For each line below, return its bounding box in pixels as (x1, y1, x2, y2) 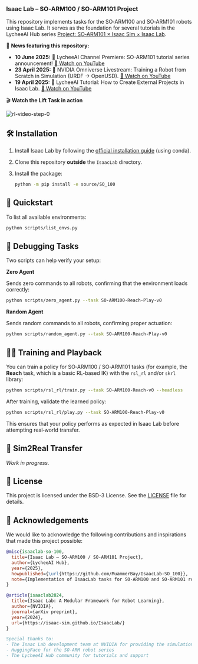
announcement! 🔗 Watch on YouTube (14, 60, 105, 67)
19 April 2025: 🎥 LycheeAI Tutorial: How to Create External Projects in (14, 79, 184, 86)
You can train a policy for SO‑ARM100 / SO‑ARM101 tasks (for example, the (6, 363, 187, 371)
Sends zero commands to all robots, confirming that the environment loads (6, 280, 188, 287)
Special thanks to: (6, 636, 54, 642)
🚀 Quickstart (6, 197, 53, 208)
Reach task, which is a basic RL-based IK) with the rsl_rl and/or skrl (6, 370, 176, 377)
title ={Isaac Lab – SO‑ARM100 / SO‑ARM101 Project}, (11, 555, 144, 561)
